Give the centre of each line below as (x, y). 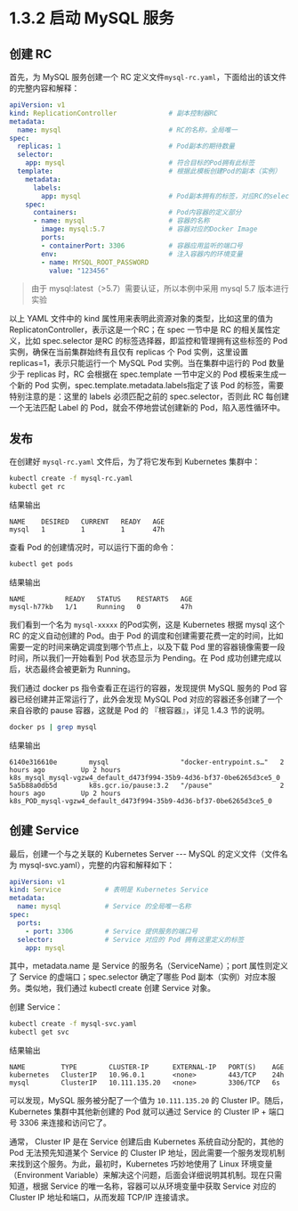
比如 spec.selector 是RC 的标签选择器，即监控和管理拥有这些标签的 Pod (156, 341)
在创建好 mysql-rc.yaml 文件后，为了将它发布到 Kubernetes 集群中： (135, 462)
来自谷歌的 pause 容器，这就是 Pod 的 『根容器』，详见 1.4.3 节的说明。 (139, 710)
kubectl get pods (41, 564)
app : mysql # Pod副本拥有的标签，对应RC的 (155, 196)
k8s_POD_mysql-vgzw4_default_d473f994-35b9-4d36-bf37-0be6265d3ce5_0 (141, 801)
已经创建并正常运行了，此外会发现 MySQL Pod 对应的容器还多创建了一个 (149, 699)
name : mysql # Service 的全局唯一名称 (104, 906)
